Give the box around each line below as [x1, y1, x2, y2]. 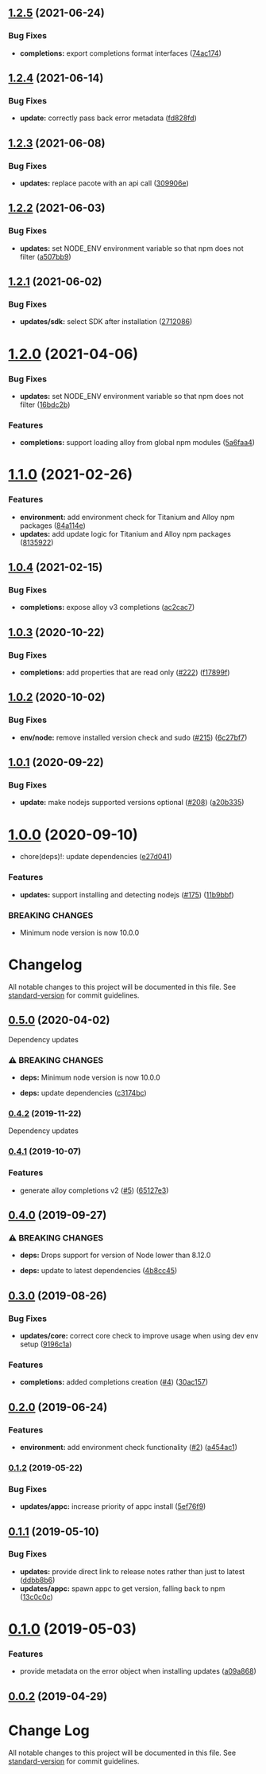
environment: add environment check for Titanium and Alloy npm [19, 512, 236, 522]
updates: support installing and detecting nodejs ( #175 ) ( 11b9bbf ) [19, 889, 234, 899]
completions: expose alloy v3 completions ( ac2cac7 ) [19, 603, 195, 612]
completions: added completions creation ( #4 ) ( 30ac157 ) [19, 1377, 209, 1387]
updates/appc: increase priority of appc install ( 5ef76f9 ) [19, 1502, 206, 1511]
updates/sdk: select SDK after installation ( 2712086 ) [19, 317, 193, 326]
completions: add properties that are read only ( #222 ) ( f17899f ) [19, 668, 230, 678]
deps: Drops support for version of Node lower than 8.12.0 [19, 1250, 211, 1260]
